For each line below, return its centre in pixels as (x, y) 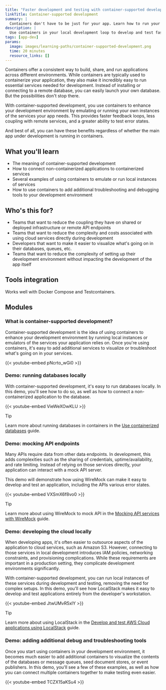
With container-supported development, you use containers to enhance (78, 105)
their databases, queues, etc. (42, 248)
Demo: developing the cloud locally (48, 531)
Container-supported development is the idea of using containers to (74, 332)
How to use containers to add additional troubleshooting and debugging (85, 190)
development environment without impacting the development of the (82, 259)
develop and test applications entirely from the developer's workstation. (78, 594)
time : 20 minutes (27, 51)
